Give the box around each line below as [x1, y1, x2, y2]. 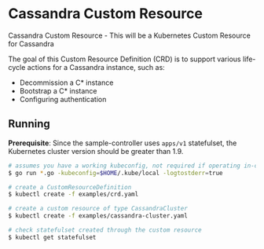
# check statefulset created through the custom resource [8, 226, 202, 234]
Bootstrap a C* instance [19, 86, 97, 95]
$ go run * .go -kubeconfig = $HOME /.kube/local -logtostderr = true [8, 169, 223, 177]
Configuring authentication [19, 94, 107, 104]
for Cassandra [8, 38, 55, 48]
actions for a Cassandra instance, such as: [27, 62, 165, 71]
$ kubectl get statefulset [8, 233, 97, 241]
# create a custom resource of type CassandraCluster [8, 205, 189, 213]
